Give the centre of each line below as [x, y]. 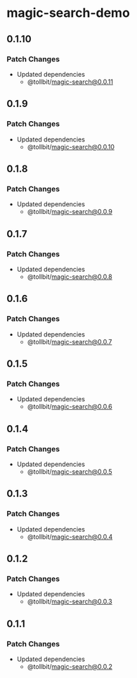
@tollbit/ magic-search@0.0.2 [70, 667]
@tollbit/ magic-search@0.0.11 [70, 82]
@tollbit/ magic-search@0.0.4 [70, 536]
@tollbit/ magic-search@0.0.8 [70, 277]
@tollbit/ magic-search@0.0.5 [70, 472]
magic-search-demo [68, 13]
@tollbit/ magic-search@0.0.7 [70, 341]
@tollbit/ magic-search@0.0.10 [71, 146]
